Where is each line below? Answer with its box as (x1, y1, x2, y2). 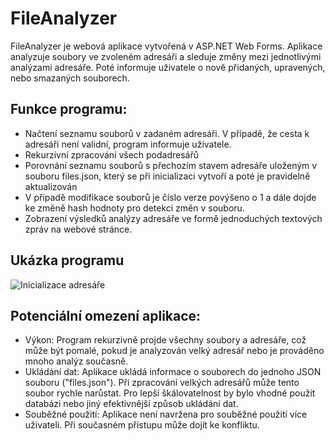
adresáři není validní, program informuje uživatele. (24, 138, 232, 150)
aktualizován (24, 180, 78, 192)
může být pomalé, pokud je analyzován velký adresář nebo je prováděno (24, 345, 325, 357)
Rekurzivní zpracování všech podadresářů (24, 148, 200, 161)
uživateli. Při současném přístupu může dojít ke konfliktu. (24, 419, 260, 431)
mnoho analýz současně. (24, 355, 129, 367)
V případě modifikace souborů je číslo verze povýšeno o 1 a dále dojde (24, 191, 317, 203)
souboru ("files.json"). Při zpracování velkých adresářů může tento (24, 377, 300, 389)
